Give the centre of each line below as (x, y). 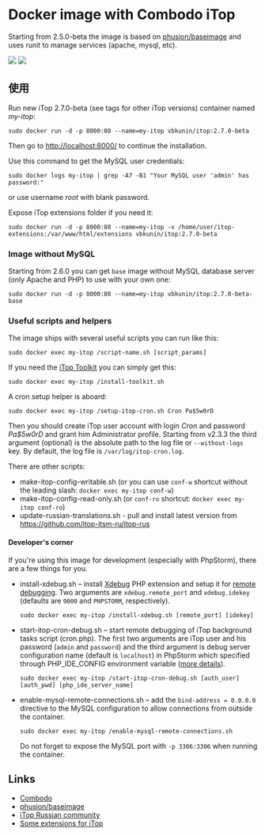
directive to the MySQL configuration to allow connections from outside (136, 708)
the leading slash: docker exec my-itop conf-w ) (97, 490)
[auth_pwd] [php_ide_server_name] (76, 685)
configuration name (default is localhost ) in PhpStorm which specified (135, 655)
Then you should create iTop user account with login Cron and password (127, 426)
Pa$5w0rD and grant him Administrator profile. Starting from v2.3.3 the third (132, 435)
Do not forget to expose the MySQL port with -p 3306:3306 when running (138, 746)
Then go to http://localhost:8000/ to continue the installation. (108, 145)
